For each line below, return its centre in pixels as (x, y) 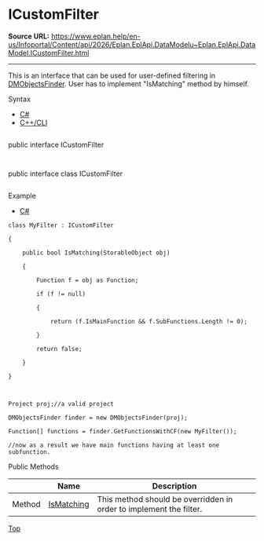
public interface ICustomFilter (56, 144)
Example (22, 196)
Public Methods (33, 466)
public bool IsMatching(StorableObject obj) (96, 253)
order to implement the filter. (150, 509)
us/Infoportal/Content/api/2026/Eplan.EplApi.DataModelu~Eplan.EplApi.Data (132, 44)
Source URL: (29, 36)
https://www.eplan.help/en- (96, 36)
